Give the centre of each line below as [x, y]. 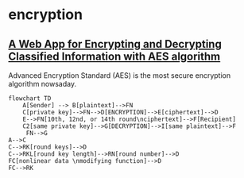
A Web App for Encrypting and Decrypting [115, 44]
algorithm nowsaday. [43, 84]
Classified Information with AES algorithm [114, 56]
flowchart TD [30, 99]
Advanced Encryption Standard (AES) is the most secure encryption [120, 75]
